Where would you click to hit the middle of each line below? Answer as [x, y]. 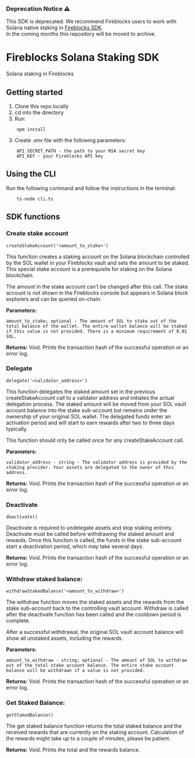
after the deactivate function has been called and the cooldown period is [94, 615]
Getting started [35, 92]
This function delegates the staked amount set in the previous [81, 392]
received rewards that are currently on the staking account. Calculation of [95, 732]
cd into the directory [39, 112]
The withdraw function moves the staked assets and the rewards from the [95, 602]
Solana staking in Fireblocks [40, 74]
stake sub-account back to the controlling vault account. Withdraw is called [97, 608]
